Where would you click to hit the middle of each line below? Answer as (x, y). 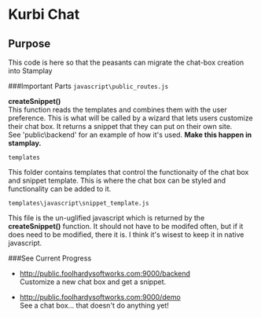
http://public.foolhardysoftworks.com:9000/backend (105, 274)
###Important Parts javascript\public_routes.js (88, 86)
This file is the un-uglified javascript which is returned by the (107, 218)
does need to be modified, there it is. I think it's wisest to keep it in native (126, 235)
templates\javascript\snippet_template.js (79, 203)
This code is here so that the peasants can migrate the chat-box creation (126, 62)
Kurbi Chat (44, 15)
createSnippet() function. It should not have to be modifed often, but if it (126, 226)
